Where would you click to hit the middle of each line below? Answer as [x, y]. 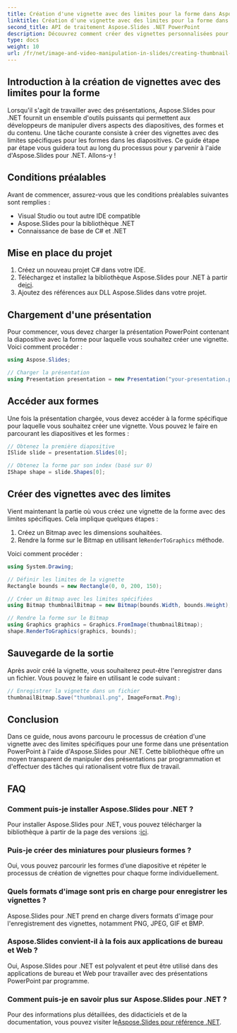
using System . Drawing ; [41, 567]
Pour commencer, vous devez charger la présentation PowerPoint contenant [118, 332]
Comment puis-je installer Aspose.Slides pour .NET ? [101, 809]
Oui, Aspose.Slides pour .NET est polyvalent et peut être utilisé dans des [113, 966]
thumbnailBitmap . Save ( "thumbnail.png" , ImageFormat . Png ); [94, 698]
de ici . [25, 285]
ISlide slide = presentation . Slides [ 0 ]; [68, 453]
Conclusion [33, 719]
